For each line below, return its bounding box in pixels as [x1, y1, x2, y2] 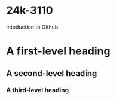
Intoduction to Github [6, 23, 59, 31]
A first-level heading [6, 44, 111, 58]
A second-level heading [6, 68, 97, 78]
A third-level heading [6, 86, 69, 95]
